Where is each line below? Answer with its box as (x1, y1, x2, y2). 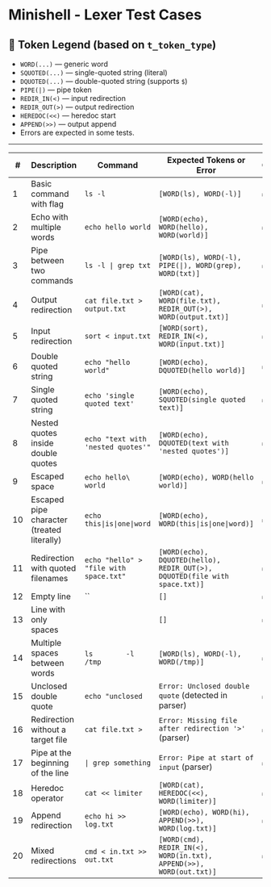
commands (31, 275, 74, 286)
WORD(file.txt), (158, 296, 221, 305)
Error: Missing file (158, 716, 238, 725)
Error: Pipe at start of (158, 753, 254, 762)
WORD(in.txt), (158, 851, 213, 860)
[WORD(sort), (158, 324, 209, 333)
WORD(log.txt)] (158, 824, 217, 833)
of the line (31, 768, 69, 778)
